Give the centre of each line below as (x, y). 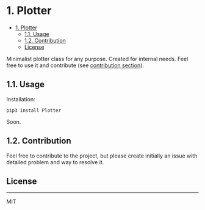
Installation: (21, 99)
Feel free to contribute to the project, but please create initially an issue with (102, 156)
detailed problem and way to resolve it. (55, 162)
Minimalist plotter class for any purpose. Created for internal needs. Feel (97, 59)
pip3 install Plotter (34, 110)
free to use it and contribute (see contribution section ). (75, 65)
